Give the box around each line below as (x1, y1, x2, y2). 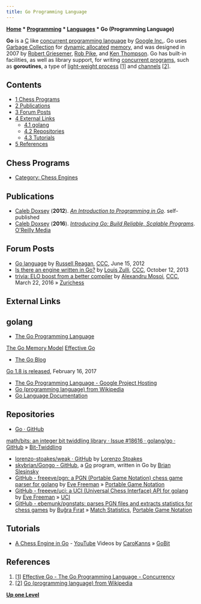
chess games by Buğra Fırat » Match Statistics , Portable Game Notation (14, 506, 193, 513)
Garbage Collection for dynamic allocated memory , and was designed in (6, 43, 185, 50)
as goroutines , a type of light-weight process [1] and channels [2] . (6, 63, 171, 70)
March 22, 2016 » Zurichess (14, 279, 85, 286)
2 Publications (14, 102, 50, 109)
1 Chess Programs (14, 96, 60, 103)
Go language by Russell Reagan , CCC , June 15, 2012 (14, 260, 145, 267)
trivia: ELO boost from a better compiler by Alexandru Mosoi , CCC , (14, 272, 180, 279)
